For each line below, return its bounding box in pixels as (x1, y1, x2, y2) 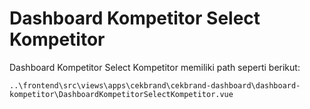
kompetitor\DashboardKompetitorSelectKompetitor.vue (9, 89, 234, 99)
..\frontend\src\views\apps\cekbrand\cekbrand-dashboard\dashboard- (9, 80, 301, 91)
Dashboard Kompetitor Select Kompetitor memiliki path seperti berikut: (9, 61, 301, 73)
